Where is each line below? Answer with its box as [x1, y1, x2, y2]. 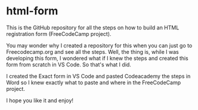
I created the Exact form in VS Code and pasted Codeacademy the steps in [6, 72, 191, 80]
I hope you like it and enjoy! [6, 97, 73, 104]
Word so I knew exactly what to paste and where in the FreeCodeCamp [6, 79, 181, 86]
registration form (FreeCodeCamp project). [6, 30, 112, 37]
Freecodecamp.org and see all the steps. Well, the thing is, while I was [6, 48, 179, 55]
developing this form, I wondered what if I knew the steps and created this [6, 54, 189, 62]
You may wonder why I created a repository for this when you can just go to [6, 42, 193, 49]
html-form [6, 4, 58, 18]
